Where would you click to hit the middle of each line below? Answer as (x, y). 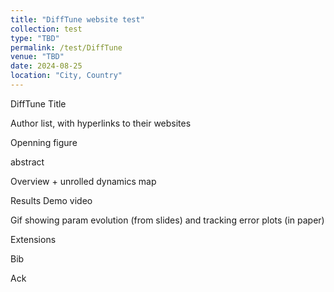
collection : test (46, 29)
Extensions (33, 239)
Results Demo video (51, 200)
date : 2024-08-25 (46, 66)
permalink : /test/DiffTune (66, 47)
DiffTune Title (38, 103)
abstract (27, 162)
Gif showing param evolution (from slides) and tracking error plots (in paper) (167, 220)
